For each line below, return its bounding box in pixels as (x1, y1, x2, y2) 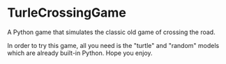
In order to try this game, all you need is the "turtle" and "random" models (7, 41, 220, 49)
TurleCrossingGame (7, 5, 127, 21)
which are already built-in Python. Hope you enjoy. (7, 49, 153, 57)
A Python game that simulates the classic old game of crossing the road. (7, 28, 216, 36)
